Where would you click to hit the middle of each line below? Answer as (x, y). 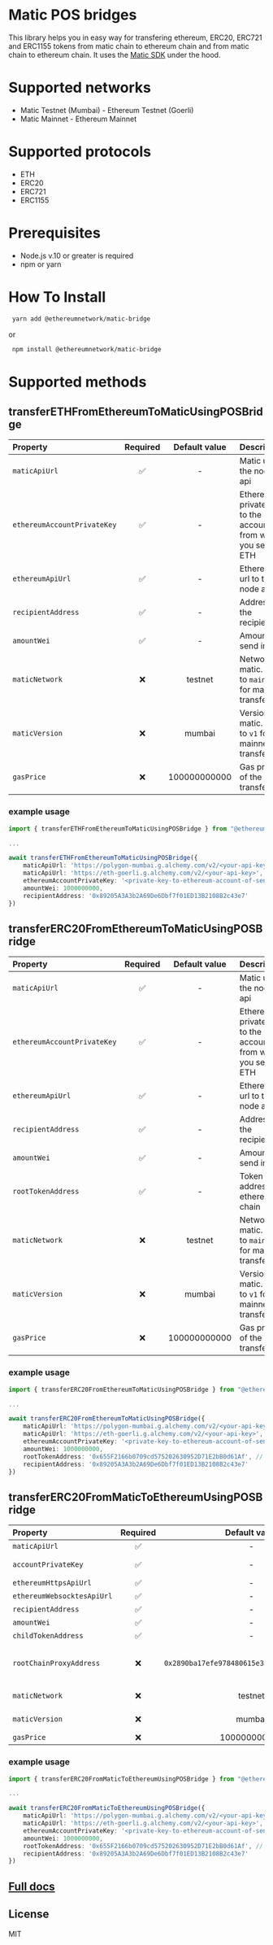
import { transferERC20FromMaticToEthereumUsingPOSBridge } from (121, 1779)
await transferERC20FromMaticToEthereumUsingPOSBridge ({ (107, 1808)
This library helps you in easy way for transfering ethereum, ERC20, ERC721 (135, 37)
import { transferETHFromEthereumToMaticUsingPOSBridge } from (118, 829)
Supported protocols (80, 152)
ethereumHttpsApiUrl (52, 1583)
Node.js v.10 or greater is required (77, 255)
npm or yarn (41, 264)
